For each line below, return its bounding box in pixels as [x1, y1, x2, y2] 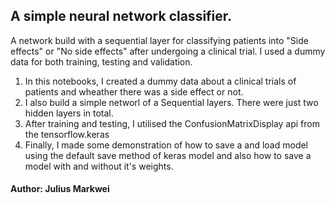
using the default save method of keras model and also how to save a [24, 149, 312, 161]
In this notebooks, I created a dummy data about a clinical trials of [24, 75, 297, 87]
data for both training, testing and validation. [10, 55, 193, 68]
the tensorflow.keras [24, 128, 110, 140]
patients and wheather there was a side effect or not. [24, 85, 244, 98]
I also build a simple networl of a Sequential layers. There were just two [24, 96, 319, 108]
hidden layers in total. [24, 107, 114, 119]
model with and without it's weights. [24, 160, 174, 172]
